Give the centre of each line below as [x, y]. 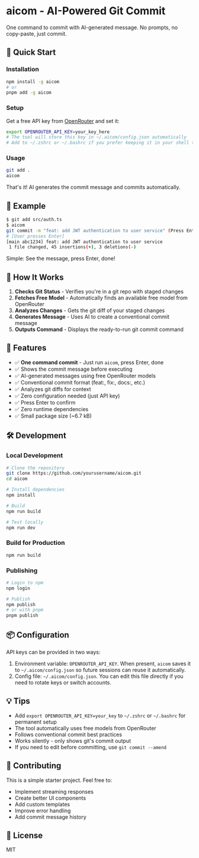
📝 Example [26, 206]
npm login [18, 588]
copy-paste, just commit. [36, 33]
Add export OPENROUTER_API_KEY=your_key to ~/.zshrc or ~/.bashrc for [100, 715]
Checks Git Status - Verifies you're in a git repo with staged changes [99, 292]
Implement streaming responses [54, 791]
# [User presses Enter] [36, 236]
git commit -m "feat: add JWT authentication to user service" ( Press [95, 231]
